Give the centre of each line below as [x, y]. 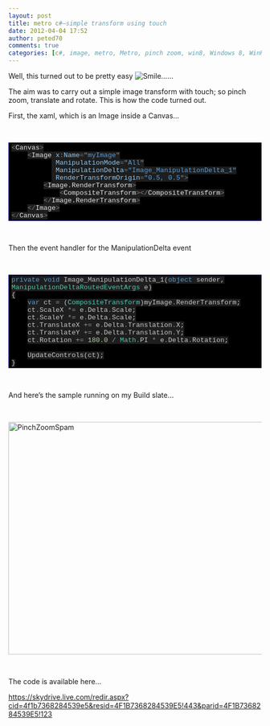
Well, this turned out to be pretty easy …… [91, 76]
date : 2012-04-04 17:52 [48, 31]
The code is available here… [55, 681]
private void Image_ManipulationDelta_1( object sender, [118, 280]
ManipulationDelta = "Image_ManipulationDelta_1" [146, 170]
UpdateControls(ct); [66, 355]
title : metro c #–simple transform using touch [88, 23]
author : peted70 [35, 38]
